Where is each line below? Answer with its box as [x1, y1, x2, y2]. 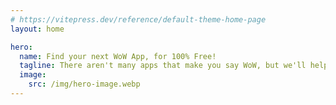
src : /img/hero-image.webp [28, 79, 141, 90]
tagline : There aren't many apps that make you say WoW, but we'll [19, 61, 307, 71]
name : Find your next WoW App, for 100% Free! [19, 51, 217, 61]
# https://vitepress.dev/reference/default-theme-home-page [10, 14, 267, 25]
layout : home [10, 24, 65, 34]
